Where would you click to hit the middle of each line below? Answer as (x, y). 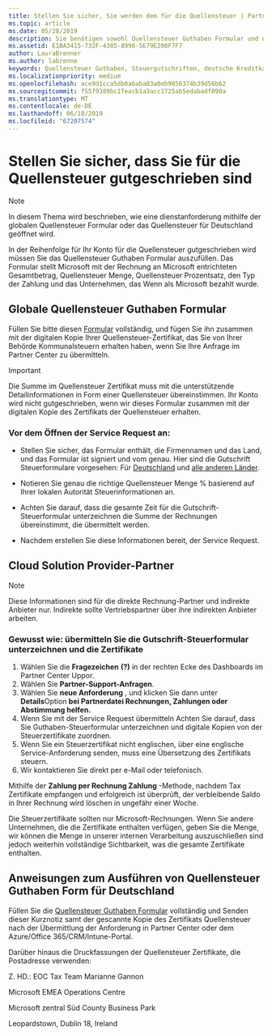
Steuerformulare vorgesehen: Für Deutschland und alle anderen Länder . (140, 467)
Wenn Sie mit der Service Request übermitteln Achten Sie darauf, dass (138, 719)
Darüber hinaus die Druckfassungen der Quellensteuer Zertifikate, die (125, 952)
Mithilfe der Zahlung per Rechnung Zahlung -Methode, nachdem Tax (125, 786)
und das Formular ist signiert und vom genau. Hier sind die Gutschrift (135, 459)
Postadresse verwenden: (50, 961)
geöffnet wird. (32, 234)
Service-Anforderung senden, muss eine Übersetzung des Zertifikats (135, 753)
